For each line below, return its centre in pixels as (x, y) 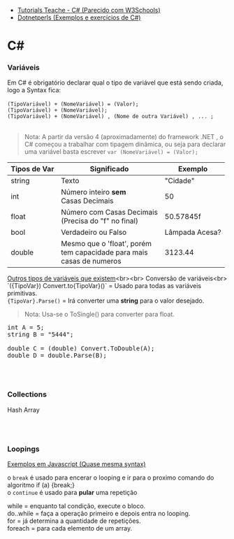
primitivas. (22, 294)
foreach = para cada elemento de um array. (70, 529)
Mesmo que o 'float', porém (106, 244)
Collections (27, 394)
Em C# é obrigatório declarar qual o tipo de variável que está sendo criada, (115, 82)
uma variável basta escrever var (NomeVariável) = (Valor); (111, 152)
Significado (109, 169)
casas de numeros (91, 261)
